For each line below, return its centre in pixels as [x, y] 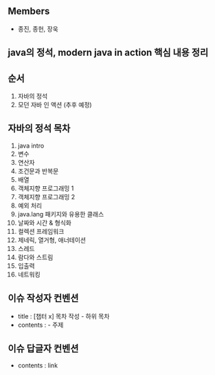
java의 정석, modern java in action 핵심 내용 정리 [108, 53]
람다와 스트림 [35, 257]
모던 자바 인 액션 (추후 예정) [55, 105]
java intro [31, 145]
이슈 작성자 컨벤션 [43, 298]
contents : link [37, 365]
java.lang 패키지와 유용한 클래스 [61, 214]
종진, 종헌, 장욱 [38, 29]
